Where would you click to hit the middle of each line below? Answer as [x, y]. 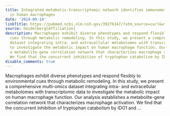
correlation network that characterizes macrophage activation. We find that [83, 103]
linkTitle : [17, 24]
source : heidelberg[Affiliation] [40, 29]
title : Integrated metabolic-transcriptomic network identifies [74, 10]
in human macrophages [33, 15]
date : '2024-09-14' [26, 19]
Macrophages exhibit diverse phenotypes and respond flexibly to [73, 76]
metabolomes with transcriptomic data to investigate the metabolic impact [82, 92]
